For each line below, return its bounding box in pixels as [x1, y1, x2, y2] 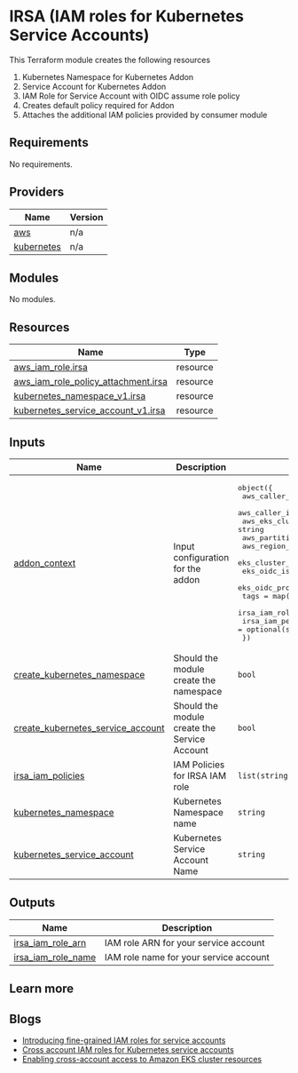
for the [172, 562, 201, 575]
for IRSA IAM [172, 770, 227, 782]
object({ [238, 483, 273, 492]
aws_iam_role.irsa [13, 362, 89, 374]
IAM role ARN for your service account [105, 936, 265, 949]
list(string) [238, 771, 293, 781]
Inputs [9, 434, 46, 449]
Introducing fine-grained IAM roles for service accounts [21, 1035, 226, 1045]
